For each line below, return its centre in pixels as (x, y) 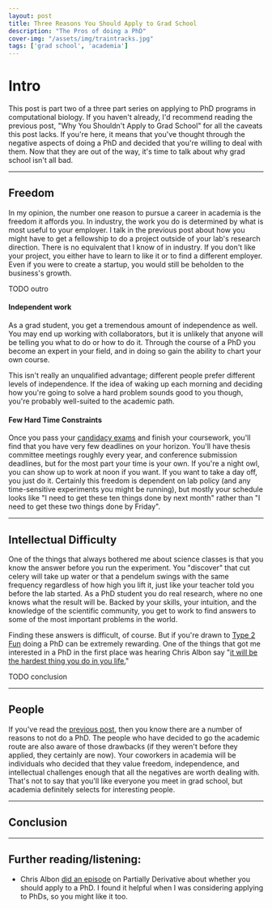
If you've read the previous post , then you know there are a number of (125, 729)
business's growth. (40, 273)
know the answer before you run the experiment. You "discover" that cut (130, 568)
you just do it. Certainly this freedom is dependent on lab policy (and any (130, 481)
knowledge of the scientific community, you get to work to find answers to (132, 611)
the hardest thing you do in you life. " (69, 661)
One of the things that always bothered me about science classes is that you (136, 559)
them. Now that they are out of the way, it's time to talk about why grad (127, 151)
